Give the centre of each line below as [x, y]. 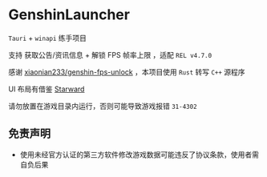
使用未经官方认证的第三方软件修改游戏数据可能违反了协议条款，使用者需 [139, 155]
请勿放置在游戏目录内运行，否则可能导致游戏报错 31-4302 [103, 106]
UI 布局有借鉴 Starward [47, 89]
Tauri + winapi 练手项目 [47, 38]
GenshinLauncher [69, 15]
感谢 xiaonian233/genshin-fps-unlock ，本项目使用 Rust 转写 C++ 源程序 [127, 72]
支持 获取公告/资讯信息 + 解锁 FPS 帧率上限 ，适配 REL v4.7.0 [110, 54]
